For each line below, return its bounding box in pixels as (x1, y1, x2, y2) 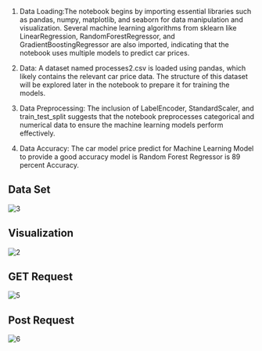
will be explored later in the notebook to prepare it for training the (19, 80, 230, 89)
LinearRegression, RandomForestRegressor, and (19, 31, 176, 41)
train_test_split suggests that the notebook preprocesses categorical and (19, 112, 255, 121)
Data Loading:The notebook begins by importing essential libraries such (19, 7, 252, 16)
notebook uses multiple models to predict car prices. (19, 49, 190, 57)
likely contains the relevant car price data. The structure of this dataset (19, 72, 249, 81)
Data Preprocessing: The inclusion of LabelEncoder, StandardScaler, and (19, 103, 254, 113)
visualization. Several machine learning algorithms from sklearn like (19, 24, 237, 32)
